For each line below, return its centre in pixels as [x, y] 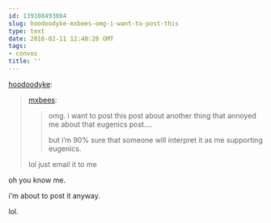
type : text [27, 31]
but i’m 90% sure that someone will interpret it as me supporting [155, 139]
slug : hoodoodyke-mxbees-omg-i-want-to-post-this [94, 24]
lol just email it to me [62, 164]
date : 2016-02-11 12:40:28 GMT [61, 39]
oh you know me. [37, 180]
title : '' [25, 62]
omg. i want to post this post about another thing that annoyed [152, 115]
